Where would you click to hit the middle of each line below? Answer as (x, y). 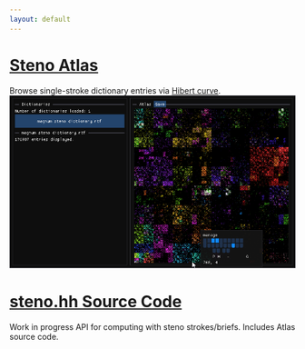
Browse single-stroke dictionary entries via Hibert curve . (115, 90)
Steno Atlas (54, 65)
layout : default (40, 19)
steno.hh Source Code (96, 302)
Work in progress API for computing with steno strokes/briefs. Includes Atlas (152, 326)
